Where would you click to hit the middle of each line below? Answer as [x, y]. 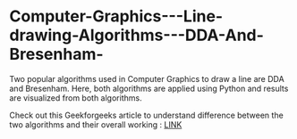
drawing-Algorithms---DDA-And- [136, 35]
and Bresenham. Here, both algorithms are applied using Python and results [149, 88]
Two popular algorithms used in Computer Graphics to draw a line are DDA [147, 78]
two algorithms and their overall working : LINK [96, 124]
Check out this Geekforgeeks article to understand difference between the [146, 115]
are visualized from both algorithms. [76, 98]
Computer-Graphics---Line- [116, 16]
